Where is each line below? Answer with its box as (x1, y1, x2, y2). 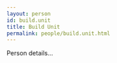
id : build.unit (6, 17, 51, 24)
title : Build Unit (6, 23, 60, 30)
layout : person (6, 10, 51, 17)
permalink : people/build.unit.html (6, 29, 111, 37)
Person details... (6, 49, 53, 57)
